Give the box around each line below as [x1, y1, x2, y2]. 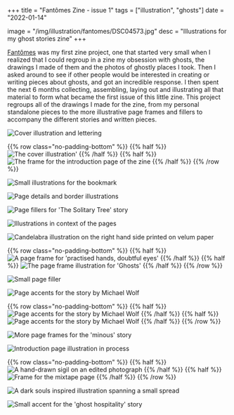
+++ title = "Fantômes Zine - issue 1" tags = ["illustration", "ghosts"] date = [7, 6, 225, 14]
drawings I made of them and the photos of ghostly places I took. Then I [7, 63, 216, 71]
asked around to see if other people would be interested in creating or [7, 70, 210, 79]
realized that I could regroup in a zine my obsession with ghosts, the [7, 55, 205, 64]
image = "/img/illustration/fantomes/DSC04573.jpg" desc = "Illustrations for [7, 27, 227, 35]
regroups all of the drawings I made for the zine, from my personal [7, 100, 200, 108]
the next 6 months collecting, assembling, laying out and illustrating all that [7, 86, 223, 93]
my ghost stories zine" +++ [7, 34, 86, 43]
